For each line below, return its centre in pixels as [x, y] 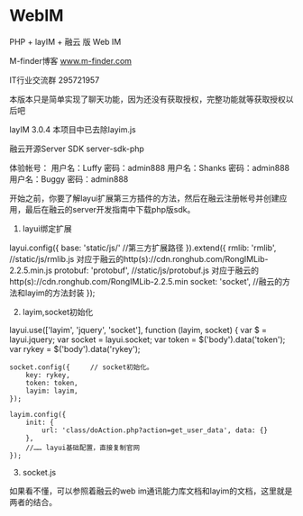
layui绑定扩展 [47, 228]
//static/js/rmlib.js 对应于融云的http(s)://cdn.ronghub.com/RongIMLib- [139, 258]
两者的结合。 [33, 502]
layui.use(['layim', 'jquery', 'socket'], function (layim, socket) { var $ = [138, 330]
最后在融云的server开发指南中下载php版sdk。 [110, 209]
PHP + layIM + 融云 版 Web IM [65, 41]
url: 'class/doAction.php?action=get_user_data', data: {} [155, 430]
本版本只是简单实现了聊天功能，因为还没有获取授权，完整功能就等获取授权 [147, 99]
